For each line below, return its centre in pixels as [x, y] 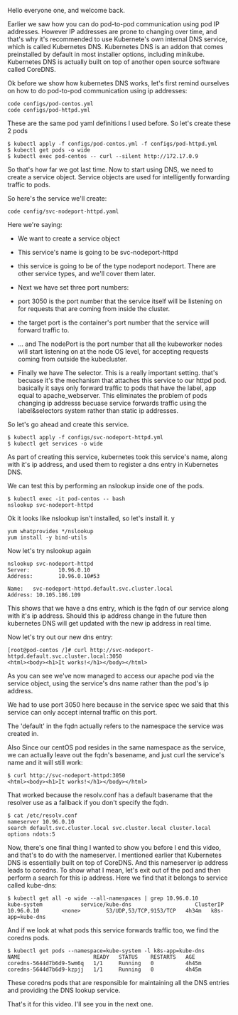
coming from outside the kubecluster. [72, 359]
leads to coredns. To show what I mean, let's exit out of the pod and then [114, 870]
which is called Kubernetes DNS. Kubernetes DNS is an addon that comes [115, 47]
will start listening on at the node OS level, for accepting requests [113, 351]
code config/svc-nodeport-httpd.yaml [63, 211]
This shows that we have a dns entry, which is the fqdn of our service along [118, 608]
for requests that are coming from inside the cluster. [94, 309]
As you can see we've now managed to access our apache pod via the [111, 676]
